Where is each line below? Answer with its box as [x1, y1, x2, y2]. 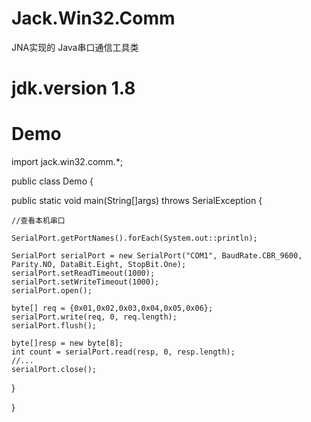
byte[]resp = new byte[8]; [11, 338, 124, 349]
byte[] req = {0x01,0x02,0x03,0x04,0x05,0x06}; [11, 303, 214, 314]
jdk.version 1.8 [11, 77, 136, 100]
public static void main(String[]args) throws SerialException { [11, 195, 263, 207]
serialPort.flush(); [11, 321, 98, 331]
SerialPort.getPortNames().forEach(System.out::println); [11, 233, 258, 244]
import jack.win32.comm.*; [11, 156, 124, 168]
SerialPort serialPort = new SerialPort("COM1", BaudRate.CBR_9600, [11, 251, 303, 261]
